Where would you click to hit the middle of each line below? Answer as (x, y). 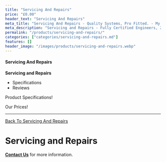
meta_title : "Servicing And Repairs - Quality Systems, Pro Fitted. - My (83, 23)
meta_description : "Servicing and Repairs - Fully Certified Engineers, (82, 28)
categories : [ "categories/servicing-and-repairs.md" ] (62, 37)
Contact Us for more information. (39, 154)
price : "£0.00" (21, 14)
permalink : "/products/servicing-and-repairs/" (55, 32)
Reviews (21, 88)
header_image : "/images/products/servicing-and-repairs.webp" (70, 46)
